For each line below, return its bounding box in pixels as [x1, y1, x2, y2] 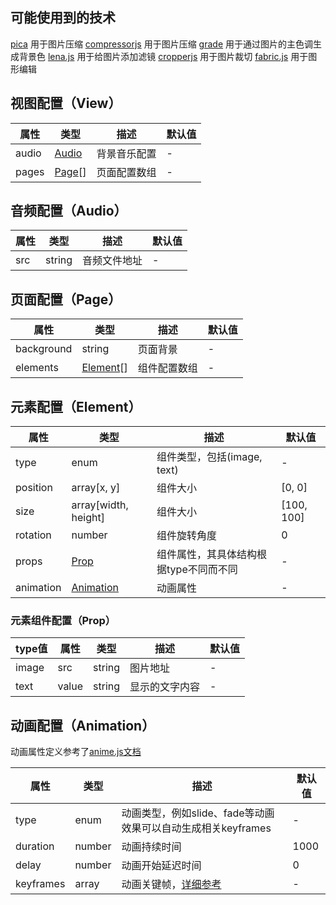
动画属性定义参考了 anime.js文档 [10, 746, 142, 758]
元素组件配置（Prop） [10, 613, 117, 627]
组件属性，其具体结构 [156, 548, 258, 562]
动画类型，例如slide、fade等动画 [121, 806, 275, 820]
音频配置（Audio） [10, 203, 128, 220]
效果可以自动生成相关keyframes [121, 821, 272, 835]
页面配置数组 [96, 165, 157, 179]
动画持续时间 [121, 840, 182, 854]
